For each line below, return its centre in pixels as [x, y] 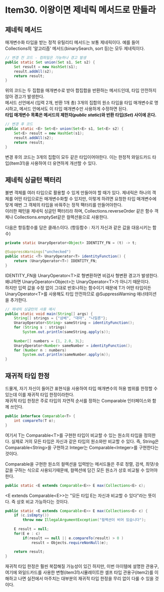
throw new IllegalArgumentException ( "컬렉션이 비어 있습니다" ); [84, 520]
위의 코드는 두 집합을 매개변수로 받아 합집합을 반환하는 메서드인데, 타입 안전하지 [81, 91]
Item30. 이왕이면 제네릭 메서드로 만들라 [81, 10]
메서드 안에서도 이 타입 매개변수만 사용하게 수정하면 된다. [74, 109]
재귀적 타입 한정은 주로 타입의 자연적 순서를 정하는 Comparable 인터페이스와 [78, 401]
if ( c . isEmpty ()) [32, 515]
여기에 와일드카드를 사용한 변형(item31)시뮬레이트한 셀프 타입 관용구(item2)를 [79, 572]
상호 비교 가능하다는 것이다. [43, 501]
